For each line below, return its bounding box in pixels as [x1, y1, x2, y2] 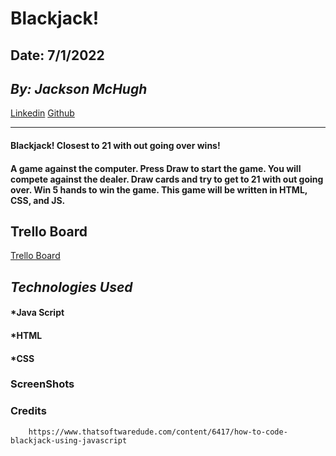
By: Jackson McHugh [10, 80, 148, 97]
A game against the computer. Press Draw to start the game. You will [10, 162, 302, 174]
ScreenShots [10, 377, 75, 391]
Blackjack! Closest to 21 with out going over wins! [10, 139, 221, 151]
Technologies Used [10, 278, 133, 296]
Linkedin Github [10, 107, 75, 119]
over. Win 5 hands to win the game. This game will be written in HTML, [10, 183, 308, 196]
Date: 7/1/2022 [10, 47, 105, 64]
